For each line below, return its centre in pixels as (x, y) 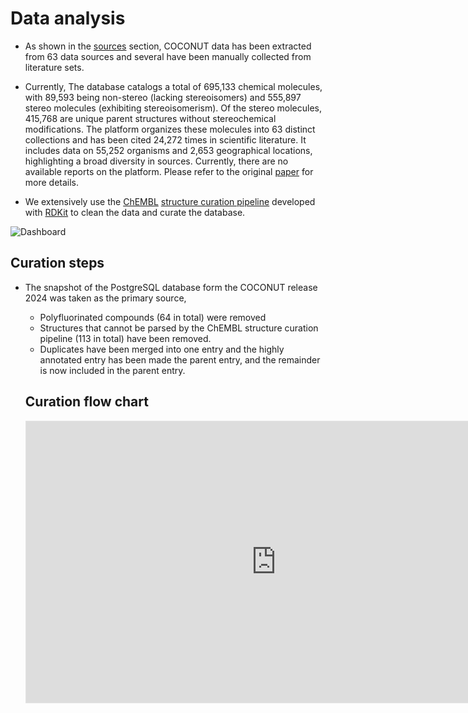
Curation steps (57, 263)
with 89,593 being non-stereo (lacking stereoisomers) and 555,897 (163, 97)
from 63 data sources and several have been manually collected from (168, 56)
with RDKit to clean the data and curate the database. (135, 212)
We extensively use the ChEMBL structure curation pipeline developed (170, 201)
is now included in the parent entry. (112, 370)
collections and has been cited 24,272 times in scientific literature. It (165, 139)
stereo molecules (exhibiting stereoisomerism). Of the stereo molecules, (173, 108)
